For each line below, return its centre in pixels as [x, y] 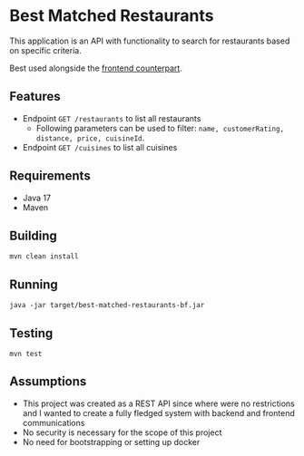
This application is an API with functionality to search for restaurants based [150, 41]
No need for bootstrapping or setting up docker [111, 441]
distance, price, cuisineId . [90, 138]
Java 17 [37, 198]
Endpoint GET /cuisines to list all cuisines [100, 147]
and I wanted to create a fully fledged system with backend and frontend [158, 412]
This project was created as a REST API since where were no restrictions [158, 403]
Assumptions [48, 382]
